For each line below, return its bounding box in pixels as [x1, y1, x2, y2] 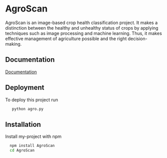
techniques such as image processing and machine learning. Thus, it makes [5, 30, 162, 36]
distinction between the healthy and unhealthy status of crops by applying [5, 25, 159, 31]
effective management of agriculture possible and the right [5, 36, 127, 42]
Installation [5, 120, 41, 128]
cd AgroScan [10, 148, 35, 153]
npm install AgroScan [10, 143, 55, 148]
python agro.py [12, 106, 44, 111]
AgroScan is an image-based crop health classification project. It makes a [5, 20, 158, 26]
